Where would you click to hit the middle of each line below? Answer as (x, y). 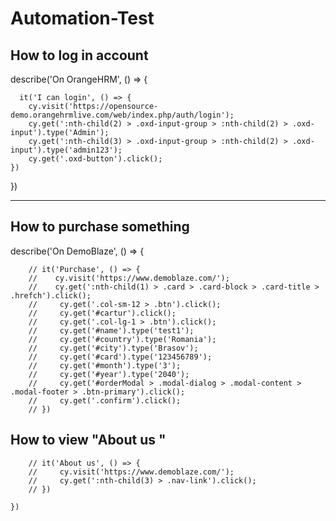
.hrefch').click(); (51, 295)
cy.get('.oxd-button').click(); (95, 159)
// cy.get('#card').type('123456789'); (120, 357)
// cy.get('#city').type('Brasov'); (113, 348)
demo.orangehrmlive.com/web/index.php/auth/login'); (122, 115)
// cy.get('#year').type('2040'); (109, 374)
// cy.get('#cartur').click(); (102, 313)
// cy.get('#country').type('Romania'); (122, 339)
